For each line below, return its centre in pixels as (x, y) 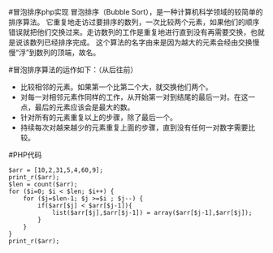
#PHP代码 (25, 155)
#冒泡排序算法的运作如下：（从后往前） (73, 70)
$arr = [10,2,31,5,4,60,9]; (56, 170)
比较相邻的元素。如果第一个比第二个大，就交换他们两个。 (116, 87)
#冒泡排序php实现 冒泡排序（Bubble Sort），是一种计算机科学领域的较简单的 (136, 12)
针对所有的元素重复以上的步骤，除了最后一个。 (98, 117)
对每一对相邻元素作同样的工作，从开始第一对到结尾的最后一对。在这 (134, 97)
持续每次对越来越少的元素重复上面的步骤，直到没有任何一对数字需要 (134, 127)
